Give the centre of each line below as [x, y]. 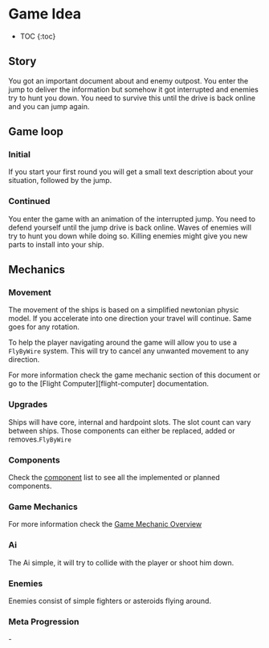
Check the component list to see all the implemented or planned [114, 478]
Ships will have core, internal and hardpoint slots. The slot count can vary [130, 422]
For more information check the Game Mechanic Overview [105, 524]
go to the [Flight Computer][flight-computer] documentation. [109, 384]
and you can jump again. [49, 106]
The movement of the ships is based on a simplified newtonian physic [124, 310]
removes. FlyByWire [40, 439]
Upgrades [28, 405]
